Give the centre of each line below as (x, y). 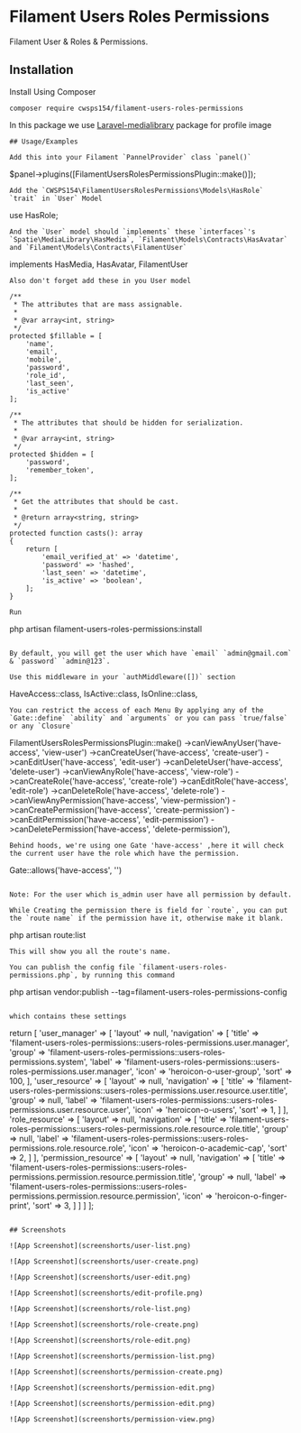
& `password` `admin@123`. (60, 661)
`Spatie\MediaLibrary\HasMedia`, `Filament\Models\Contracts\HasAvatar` (149, 239)
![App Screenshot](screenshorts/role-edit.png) (100, 1340)
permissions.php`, (44, 975)
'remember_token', (60, 470)
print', (20, 1205)
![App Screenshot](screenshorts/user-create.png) (105, 1261)
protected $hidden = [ (52, 454)
